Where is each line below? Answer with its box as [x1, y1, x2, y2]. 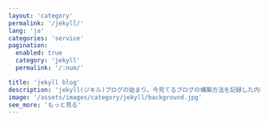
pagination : [8, 42, 48, 50]
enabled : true [15, 49, 62, 57]
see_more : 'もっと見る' [8, 101, 82, 109]
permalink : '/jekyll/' [8, 19, 84, 27]
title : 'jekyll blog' [8, 78, 81, 87]
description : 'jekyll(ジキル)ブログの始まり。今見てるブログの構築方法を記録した [8, 86, 255, 94]
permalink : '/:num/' [15, 64, 84, 72]
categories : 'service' [8, 34, 84, 42]
